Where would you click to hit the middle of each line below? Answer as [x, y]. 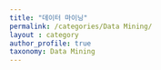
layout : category [44, 35]
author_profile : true [50, 43]
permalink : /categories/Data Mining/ [81, 26]
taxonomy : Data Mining [52, 52]
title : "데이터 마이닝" [49, 18]
